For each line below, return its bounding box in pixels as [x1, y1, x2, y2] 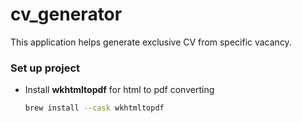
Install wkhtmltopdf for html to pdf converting [24, 84, 215, 96]
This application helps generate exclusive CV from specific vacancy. [10, 36, 292, 48]
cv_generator [10, 3, 123, 26]
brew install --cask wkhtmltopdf [24, 103, 165, 113]
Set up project [10, 61, 81, 75]
